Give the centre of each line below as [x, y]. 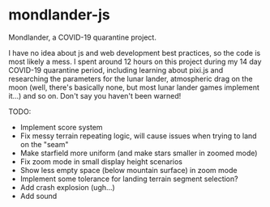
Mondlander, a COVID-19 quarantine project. [82, 37]
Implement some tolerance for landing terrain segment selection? [129, 179]
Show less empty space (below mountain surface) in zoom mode [129, 170]
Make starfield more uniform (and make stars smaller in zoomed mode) [139, 153]
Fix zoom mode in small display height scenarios [101, 161]
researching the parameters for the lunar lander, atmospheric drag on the [131, 78]
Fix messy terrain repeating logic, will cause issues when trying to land [138, 136]
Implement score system [61, 127]
